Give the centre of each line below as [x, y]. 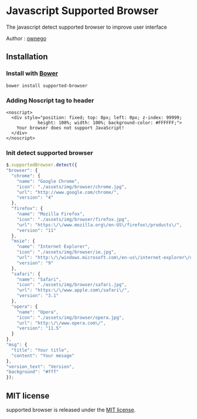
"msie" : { [23, 241]
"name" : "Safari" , [39, 280]
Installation [27, 57]
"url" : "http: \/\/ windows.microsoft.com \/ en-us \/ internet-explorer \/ [103, 258]
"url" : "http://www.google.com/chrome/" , [68, 192]
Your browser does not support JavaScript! [71, 128]
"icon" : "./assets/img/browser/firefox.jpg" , [73, 219]
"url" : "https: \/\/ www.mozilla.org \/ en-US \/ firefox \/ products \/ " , [99, 225]
